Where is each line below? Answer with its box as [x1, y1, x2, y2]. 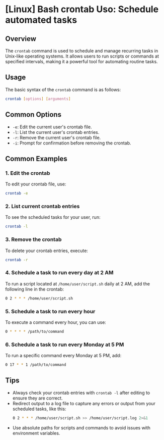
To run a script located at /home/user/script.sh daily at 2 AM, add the [5, 280, 150, 286]
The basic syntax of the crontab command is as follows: [5, 86, 121, 92]
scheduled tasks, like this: [12, 406, 66, 412]
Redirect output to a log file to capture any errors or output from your [12, 400, 156, 406]
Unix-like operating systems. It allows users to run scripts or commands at [5, 53, 159, 59]
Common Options [5, 110, 62, 119]
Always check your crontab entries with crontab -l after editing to [12, 389, 150, 396]
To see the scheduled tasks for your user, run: [5, 214, 101, 220]
